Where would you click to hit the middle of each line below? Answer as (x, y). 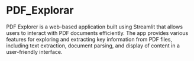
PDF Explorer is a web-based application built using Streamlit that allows (95, 27)
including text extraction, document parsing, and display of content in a (93, 46)
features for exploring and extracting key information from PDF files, (89, 39)
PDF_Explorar (40, 10)
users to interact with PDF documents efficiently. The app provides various (97, 33)
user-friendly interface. (35, 52)
